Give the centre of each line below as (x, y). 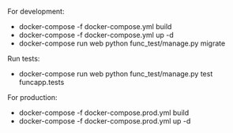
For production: (32, 97)
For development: (36, 11)
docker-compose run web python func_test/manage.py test (116, 74)
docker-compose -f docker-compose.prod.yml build (104, 113)
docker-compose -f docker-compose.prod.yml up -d (105, 121)
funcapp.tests (41, 82)
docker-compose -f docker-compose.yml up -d (96, 35)
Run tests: (24, 59)
